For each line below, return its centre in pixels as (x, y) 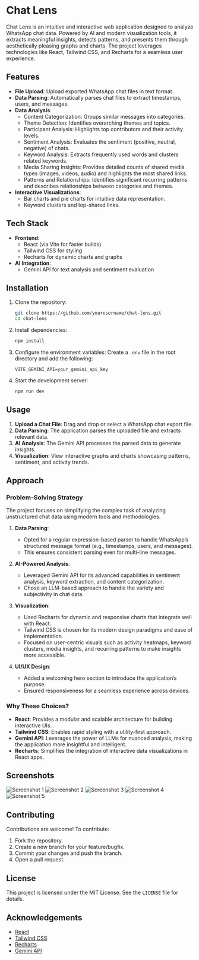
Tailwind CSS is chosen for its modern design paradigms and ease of (108, 630)
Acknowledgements (44, 918)
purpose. (35, 685)
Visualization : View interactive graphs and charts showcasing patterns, (102, 455)
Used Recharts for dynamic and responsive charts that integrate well (108, 617)
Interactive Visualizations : (48, 192)
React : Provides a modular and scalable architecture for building (94, 719)
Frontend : (27, 237)
